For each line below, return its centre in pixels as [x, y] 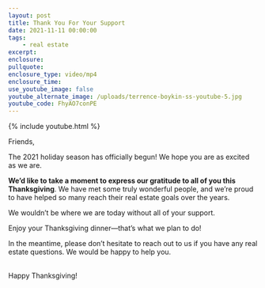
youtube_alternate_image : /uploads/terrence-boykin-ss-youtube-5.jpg [125, 97]
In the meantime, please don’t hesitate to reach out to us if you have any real [133, 244]
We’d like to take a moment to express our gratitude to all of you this [122, 181]
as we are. [25, 165]
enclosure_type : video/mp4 [53, 74]
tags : [17, 38]
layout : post [30, 15]
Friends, [22, 142]
